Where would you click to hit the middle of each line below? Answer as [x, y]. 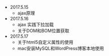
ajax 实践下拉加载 [36, 25]
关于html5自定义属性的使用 [45, 42]
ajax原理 [26, 13]
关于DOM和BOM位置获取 [43, 31]
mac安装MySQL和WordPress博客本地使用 [61, 48]
